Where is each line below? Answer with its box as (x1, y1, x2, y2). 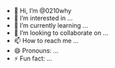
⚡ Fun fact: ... (13, 54, 52, 62)
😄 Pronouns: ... (13, 46, 59, 55)
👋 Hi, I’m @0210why (13, 7, 72, 15)
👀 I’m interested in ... (13, 14, 73, 22)
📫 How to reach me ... (13, 37, 79, 44)
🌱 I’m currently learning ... (13, 22, 89, 29)
